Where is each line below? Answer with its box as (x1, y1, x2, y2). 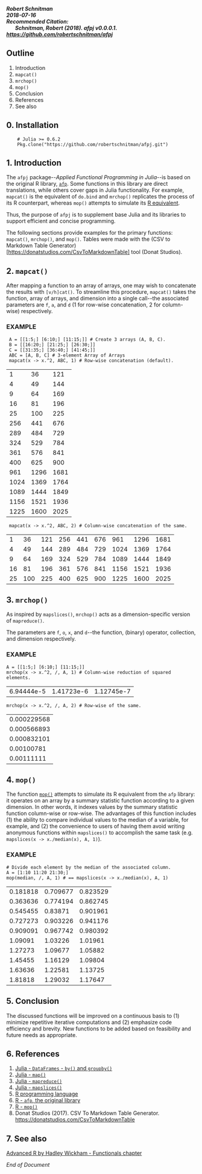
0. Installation (6, 120, 59, 130)
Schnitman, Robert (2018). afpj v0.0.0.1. (14, 24, 118, 31)
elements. (6, 674, 31, 681)
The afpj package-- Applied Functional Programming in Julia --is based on (6, 174, 191, 181)
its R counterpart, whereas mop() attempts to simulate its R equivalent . (6, 199, 180, 207)
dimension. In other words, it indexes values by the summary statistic (6, 804, 178, 811)
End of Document (6, 1161, 50, 1169)
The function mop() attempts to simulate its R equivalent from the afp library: (6, 790, 195, 798)
